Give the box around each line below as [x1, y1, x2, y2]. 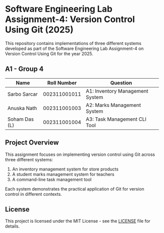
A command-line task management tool [12, 176, 92, 182]
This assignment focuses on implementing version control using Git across [5, 151, 155, 157]
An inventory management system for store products [12, 166, 119, 172]
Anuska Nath [7, 105, 38, 111]
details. [5, 223, 20, 229]
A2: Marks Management [85, 102, 142, 108]
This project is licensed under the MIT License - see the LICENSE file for [5, 218, 150, 224]
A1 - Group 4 [5, 65, 44, 73]
